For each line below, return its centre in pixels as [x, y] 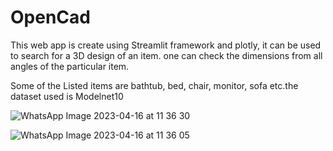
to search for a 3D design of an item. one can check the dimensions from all [166, 55]
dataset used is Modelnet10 [67, 96]
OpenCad [50, 17]
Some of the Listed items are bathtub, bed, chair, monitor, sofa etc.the [154, 85]
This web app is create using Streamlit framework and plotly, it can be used [166, 45]
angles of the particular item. [70, 66]
